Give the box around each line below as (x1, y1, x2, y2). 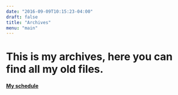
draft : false (6, 14, 38, 20)
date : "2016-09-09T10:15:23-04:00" (6, 8, 93, 15)
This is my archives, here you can (6, 50, 173, 63)
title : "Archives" (6, 19, 51, 25)
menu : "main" (6, 25, 38, 31)
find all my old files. (6, 63, 104, 76)
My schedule (6, 83, 39, 90)
